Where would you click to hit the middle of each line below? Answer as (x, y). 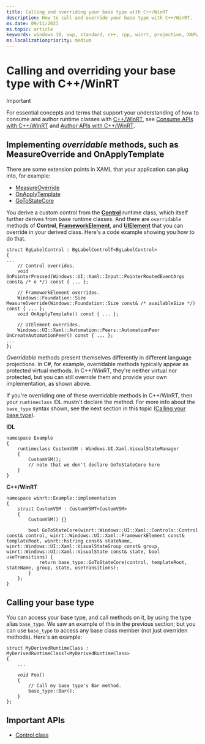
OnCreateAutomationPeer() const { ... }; (60, 335)
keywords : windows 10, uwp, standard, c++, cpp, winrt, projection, (95, 35)
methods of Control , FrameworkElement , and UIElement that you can (95, 225)
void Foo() (31, 675)
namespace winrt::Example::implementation (61, 498)
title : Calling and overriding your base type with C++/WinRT (87, 12)
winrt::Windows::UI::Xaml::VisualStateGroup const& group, (83, 546)
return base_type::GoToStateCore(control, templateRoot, (113, 562)
